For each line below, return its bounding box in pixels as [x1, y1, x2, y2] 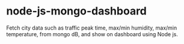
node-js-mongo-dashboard [6, 4, 147, 18]
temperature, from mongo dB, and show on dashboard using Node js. [6, 30, 179, 37]
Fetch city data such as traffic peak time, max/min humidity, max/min [6, 24, 177, 31]
